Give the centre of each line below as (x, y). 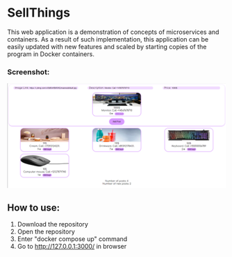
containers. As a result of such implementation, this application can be (108, 39)
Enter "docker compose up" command (72, 239)
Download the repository (53, 224)
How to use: (34, 207)
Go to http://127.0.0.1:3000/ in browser (72, 247)
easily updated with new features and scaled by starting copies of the (107, 46)
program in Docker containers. (51, 54)
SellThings (39, 13)
